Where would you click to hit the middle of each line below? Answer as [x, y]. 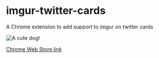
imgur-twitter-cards [56, 11]
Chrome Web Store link [34, 49]
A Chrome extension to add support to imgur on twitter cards [80, 27]
